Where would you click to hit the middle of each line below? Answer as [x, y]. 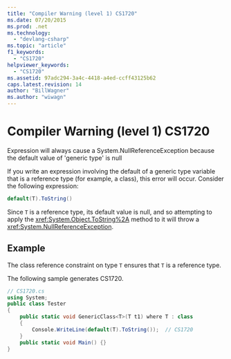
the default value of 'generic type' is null [65, 158]
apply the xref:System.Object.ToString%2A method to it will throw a [103, 219]
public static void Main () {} [63, 342]
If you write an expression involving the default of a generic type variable [111, 171]
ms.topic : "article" [37, 46]
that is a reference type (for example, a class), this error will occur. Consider [116, 178]
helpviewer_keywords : [38, 65]
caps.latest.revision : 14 [44, 84]
